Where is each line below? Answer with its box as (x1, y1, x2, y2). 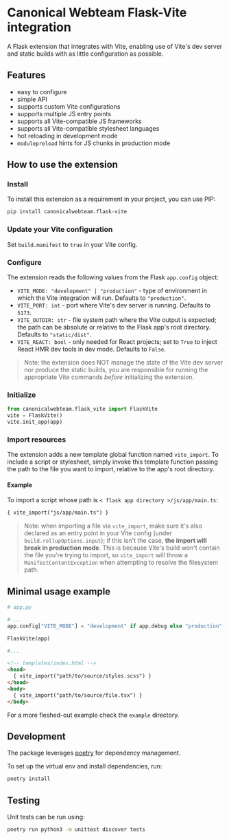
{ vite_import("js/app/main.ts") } (7, 509, 109, 517)
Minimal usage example (7, 585, 111, 597)
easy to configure (16, 87, 67, 96)
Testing (7, 795, 40, 806)
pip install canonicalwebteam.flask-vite (7, 208, 128, 215)
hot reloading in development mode (16, 131, 118, 140)
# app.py (7, 604, 32, 611)
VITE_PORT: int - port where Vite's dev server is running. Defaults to (16, 301, 211, 309)
